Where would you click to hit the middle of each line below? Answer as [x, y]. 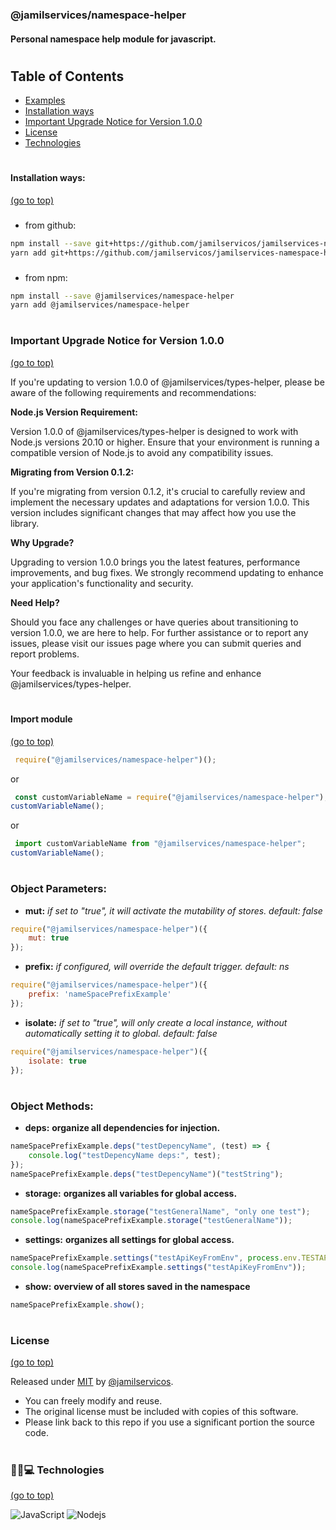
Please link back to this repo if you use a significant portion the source [170, 1422]
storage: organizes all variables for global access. [131, 1193]
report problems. [45, 654]
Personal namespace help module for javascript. [113, 39]
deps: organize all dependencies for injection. [122, 1127]
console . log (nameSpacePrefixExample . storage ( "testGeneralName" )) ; [151, 1221]
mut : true [49, 938]
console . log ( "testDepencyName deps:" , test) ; [125, 1155]
